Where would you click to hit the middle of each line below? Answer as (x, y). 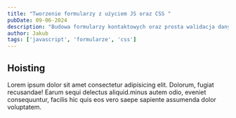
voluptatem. (25, 107)
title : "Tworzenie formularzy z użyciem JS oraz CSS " (89, 14)
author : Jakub (28, 33)
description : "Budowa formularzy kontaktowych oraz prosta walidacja (111, 27)
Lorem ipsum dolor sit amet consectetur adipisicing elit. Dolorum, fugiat (111, 84)
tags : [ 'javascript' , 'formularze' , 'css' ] (72, 40)
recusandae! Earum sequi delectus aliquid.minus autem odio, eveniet (107, 92)
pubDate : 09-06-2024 (38, 20)
